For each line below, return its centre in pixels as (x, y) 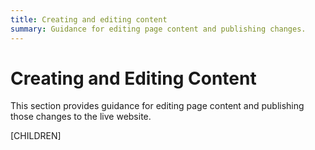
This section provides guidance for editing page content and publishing (157, 106)
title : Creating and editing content (89, 19)
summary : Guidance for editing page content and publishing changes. (158, 29)
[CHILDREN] (36, 136)
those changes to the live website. (81, 117)
